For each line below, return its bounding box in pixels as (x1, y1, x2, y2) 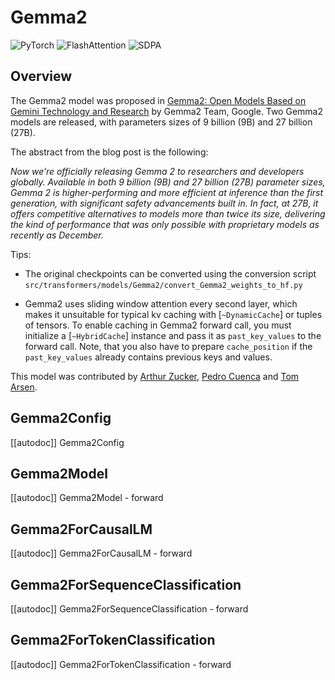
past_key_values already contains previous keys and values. (24, 351, 273, 363)
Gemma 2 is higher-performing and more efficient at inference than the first (10, 186, 324, 198)
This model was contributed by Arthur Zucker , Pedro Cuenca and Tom (10, 370, 300, 382)
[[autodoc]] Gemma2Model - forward (10, 492, 164, 504)
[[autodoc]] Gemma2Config (10, 436, 125, 448)
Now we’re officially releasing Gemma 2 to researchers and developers (10, 165, 305, 177)
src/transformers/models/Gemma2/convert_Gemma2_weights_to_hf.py (24, 280, 303, 290)
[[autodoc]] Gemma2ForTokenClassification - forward (10, 658, 232, 670)
